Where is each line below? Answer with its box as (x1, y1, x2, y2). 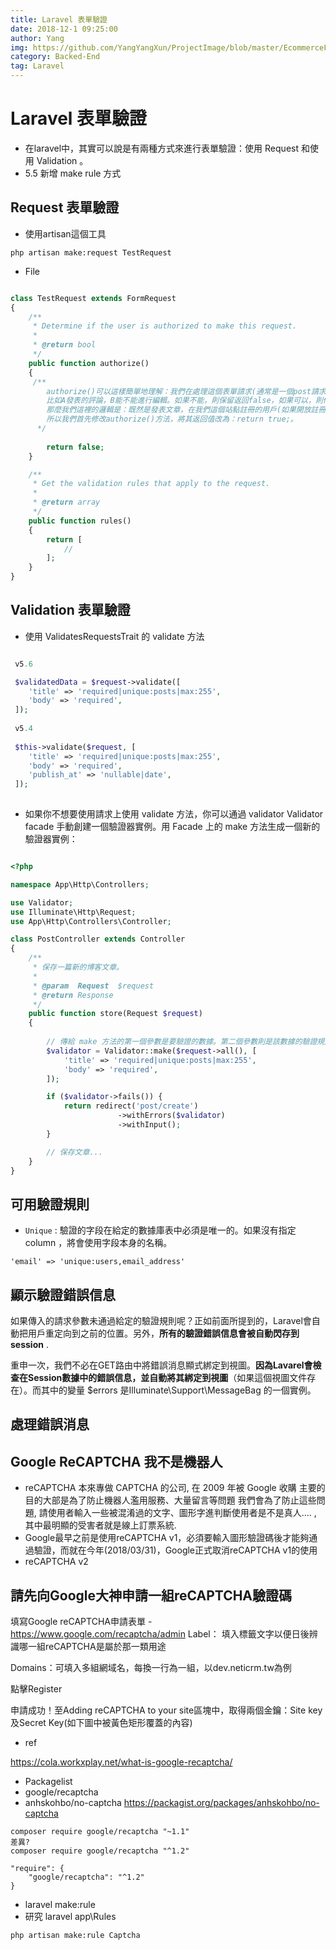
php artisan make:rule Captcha (10, 1931, 141, 1941)
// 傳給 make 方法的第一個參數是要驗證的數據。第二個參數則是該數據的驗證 (46, 1037, 318, 1047)
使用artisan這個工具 (24, 227, 107, 240)
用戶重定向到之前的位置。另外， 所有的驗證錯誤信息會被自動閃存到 (27, 1327, 300, 1340)
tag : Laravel (10, 61, 65, 71)
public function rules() (28, 516, 132, 526)
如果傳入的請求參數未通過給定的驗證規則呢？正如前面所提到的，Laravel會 (10, 1315, 312, 1327)
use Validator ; (10, 897, 74, 908)
